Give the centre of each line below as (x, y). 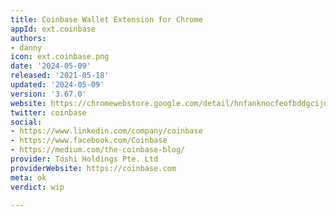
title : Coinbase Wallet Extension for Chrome (106, 19)
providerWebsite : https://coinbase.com (93, 168)
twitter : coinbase (48, 112)
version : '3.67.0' (48, 94)
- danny (26, 47)
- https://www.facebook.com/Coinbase (89, 141)
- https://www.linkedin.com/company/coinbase (106, 131)
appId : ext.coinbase (53, 29)
